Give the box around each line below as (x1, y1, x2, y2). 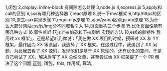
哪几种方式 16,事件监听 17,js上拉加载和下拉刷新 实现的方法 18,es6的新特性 (5, 29, 156, 35)
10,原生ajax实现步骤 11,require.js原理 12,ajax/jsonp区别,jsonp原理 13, (10, 17, 150, 22)
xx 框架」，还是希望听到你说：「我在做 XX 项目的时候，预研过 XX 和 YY (14, 35, 159, 41)
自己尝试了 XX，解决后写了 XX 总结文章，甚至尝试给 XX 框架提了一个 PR (5, 54, 154, 60)
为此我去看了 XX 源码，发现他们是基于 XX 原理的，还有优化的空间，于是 (13, 48, 162, 54)
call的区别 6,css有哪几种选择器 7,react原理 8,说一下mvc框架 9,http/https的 (5, 10, 157, 16)
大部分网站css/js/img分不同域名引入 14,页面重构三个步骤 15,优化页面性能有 (9, 23, 163, 29)
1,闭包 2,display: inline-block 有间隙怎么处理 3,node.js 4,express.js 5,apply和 (5, 4, 162, 10)
